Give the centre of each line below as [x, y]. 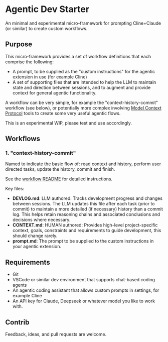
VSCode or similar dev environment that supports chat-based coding [84, 280]
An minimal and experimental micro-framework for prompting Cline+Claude [83, 23]
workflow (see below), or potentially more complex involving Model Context [83, 108]
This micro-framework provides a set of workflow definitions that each [78, 56]
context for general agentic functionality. [54, 93]
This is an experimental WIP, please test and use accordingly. [68, 123]
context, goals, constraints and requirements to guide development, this [87, 231]
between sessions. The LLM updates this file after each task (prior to [83, 204]
